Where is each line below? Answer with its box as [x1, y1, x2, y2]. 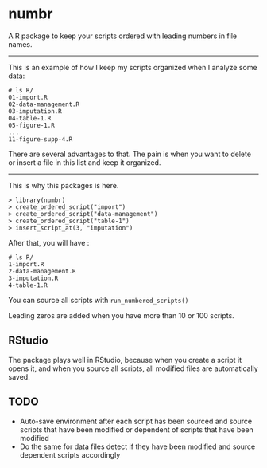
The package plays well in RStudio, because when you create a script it [8, 355, 242, 364]
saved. [8, 372, 30, 381]
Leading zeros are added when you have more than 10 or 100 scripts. [8, 310, 234, 320]
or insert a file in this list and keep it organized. [8, 157, 161, 167]
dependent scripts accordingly [19, 450, 121, 459]
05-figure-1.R [8, 121, 56, 129]
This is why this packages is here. [8, 180, 119, 190]
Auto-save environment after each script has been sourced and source [19, 416, 253, 426]
